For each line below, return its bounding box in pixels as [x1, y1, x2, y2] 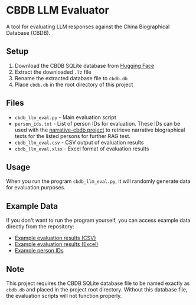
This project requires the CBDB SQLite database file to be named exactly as [6, 280, 190, 287]
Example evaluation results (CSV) [14, 234, 96, 242]
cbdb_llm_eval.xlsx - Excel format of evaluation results [14, 145, 149, 152]
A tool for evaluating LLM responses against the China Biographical [6, 23, 170, 30]
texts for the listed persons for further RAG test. [14, 132, 131, 139]
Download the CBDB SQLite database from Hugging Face [14, 62, 155, 69]
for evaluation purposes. [6, 184, 66, 191]
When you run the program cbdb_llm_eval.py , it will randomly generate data [6, 178, 191, 185]
